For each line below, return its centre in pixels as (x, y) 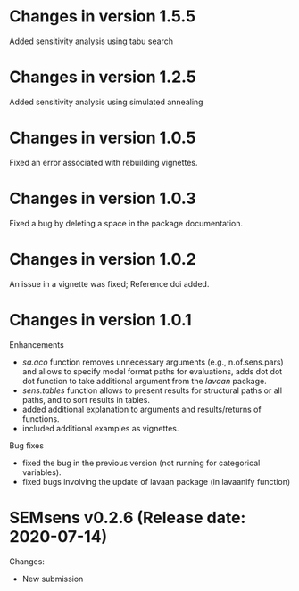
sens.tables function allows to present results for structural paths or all (152, 390)
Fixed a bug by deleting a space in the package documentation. (126, 223)
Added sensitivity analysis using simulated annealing (106, 102)
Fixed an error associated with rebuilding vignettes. (104, 162)
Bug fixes (27, 445)
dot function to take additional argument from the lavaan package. (145, 381)
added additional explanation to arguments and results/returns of (141, 409)
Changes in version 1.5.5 (103, 16)
